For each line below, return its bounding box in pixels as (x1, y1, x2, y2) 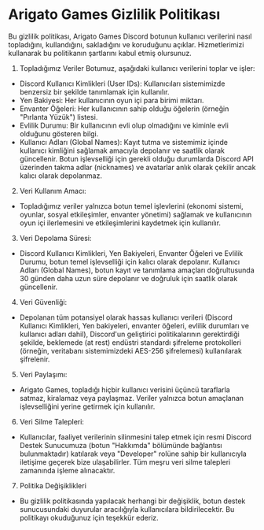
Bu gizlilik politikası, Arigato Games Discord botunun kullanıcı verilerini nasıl (8, 32, 252, 41)
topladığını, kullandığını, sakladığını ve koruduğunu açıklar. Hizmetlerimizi (8, 39, 244, 49)
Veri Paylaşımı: (19, 369, 68, 379)
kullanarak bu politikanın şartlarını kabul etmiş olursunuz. (8, 48, 192, 57)
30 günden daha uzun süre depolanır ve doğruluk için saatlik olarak (19, 273, 238, 283)
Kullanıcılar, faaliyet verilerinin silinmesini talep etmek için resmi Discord (19, 432, 251, 442)
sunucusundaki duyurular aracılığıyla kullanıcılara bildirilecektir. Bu (19, 504, 235, 513)
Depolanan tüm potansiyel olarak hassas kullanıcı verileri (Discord (19, 313, 233, 322)
